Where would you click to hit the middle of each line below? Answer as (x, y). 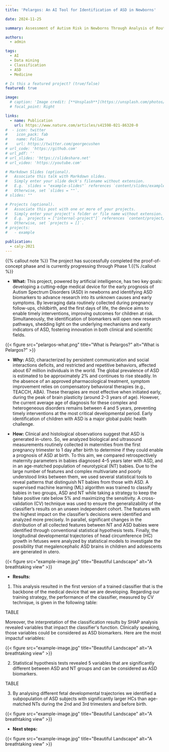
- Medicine (21, 74)
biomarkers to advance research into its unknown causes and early (82, 297)
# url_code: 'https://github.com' (41, 149)
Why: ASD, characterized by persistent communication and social (81, 360)
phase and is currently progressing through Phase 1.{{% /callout (90, 266)
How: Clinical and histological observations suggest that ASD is (78, 434)
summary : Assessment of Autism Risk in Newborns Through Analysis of (80, 28)
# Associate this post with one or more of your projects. (71, 209)
